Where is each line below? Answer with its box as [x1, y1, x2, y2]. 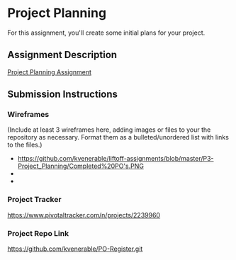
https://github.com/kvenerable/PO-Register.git [7, 244, 143, 253]
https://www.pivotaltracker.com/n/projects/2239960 [7, 210, 161, 219]
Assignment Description [7, 49, 118, 61]
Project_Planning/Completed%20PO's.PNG [17, 162, 144, 171]
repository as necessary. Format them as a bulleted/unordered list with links [7, 133, 229, 142]
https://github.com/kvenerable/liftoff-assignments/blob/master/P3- [17, 154, 214, 163]
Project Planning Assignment [7, 67, 92, 76]
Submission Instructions [7, 89, 118, 101]
